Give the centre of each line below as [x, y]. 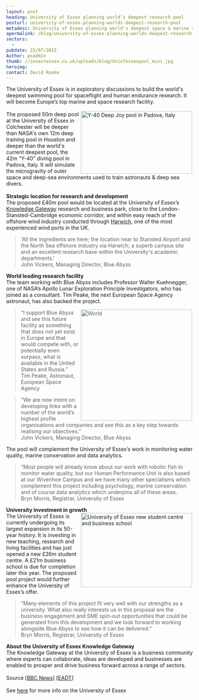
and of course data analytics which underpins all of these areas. [99, 492]
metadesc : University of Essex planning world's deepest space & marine [98, 28]
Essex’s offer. [22, 592]
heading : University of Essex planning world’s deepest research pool [95, 17]
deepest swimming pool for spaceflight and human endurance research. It [97, 96]
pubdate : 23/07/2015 [32, 50]
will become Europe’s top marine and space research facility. [80, 102]
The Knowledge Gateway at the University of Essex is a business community [99, 653]
